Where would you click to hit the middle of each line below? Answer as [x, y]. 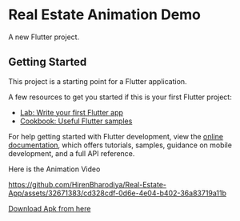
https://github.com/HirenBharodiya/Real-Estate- [87, 184]
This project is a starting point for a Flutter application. [98, 81]
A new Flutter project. [44, 37]
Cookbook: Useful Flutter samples [76, 121]
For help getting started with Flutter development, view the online [116, 136]
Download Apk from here [50, 208]
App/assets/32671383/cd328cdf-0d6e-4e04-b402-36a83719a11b [117, 193]
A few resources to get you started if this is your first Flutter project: [120, 97]
